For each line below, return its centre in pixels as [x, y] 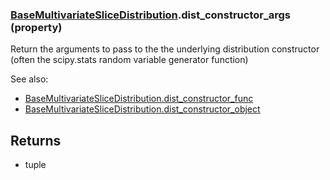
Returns [36, 140]
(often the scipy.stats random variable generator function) [129, 60]
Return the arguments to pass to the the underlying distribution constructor [165, 49]
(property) [36, 27]
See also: [29, 79]
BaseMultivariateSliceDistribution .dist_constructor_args [151, 15]
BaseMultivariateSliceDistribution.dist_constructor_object [142, 109]
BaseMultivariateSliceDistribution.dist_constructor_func [139, 99]
